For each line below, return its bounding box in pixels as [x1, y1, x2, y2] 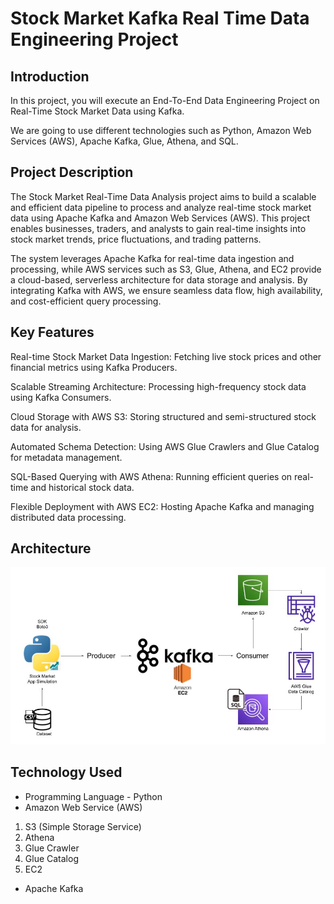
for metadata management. [10, 451, 123, 463]
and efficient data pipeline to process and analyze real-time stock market [10, 201, 312, 213]
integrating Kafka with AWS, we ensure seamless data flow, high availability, [10, 284, 323, 296]
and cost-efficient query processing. [10, 295, 162, 307]
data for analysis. [10, 421, 82, 433]
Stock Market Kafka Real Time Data [10, 7, 310, 30]
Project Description [10, 164, 134, 181]
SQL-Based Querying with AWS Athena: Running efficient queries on [10, 470, 293, 482]
